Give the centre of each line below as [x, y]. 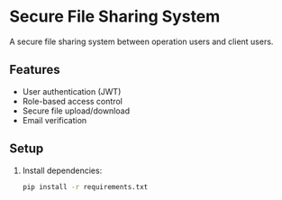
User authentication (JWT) [72, 91]
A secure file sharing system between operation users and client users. [141, 41]
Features [35, 70]
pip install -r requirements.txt [85, 186]
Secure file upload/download [76, 111]
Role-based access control [73, 101]
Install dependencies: [62, 170]
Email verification [55, 120]
